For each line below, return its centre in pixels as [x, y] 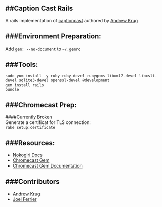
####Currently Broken [29, 117]
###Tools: [22, 65]
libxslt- [148, 76]
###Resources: [30, 143]
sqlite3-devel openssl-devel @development [64, 80]
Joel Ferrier [25, 199]
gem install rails [25, 85]
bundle [12, 90]
